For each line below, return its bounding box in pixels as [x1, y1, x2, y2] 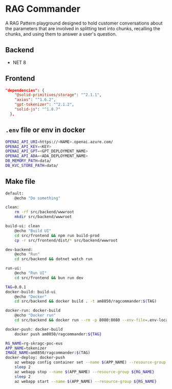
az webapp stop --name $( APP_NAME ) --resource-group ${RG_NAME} [14, 369, 155, 374]
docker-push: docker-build [5, 327, 63, 332]
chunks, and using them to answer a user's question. [5, 31, 117, 37]
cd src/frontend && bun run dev [14, 275, 83, 280]
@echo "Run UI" [14, 271, 47, 276]
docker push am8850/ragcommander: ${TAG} [14, 331, 102, 337]
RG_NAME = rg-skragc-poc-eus [5, 341, 63, 346]
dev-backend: [5, 247, 33, 252]
